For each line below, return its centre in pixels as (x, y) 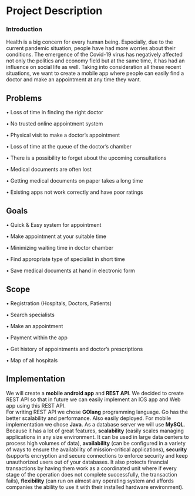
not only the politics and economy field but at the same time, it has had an (95, 61)
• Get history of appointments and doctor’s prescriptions (75, 349)
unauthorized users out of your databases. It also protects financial (87, 462)
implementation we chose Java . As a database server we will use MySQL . (96, 424)
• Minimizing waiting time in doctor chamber (60, 248)
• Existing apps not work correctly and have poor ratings (75, 192)
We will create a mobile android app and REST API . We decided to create (95, 393)
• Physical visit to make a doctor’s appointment (63, 135)
